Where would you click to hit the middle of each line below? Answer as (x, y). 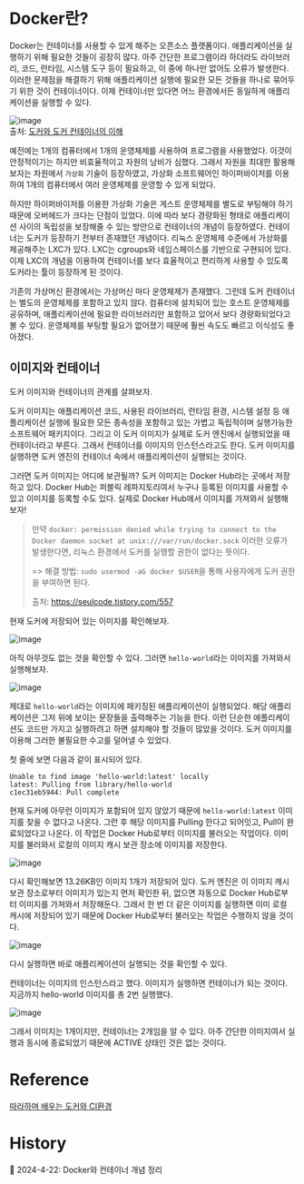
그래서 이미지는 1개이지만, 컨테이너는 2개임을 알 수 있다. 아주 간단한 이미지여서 (147, 1031)
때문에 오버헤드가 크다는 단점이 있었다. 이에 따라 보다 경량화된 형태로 (130, 215)
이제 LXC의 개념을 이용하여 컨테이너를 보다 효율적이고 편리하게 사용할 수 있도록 (149, 261)
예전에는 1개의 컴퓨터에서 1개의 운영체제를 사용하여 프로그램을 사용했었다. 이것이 (151, 150)
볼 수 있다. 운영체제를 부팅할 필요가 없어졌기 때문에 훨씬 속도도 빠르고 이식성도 (147, 325)
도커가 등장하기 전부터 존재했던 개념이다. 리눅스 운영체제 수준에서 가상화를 (157, 238)
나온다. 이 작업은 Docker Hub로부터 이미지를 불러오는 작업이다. (160, 833)
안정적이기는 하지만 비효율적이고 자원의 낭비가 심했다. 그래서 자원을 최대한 (140, 162)
